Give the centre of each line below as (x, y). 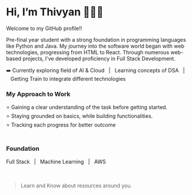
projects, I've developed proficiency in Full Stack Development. (99, 58)
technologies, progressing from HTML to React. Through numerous (88, 52)
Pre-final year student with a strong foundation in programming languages (96, 39)
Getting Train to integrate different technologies (68, 78)
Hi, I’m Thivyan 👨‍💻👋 (55, 12)
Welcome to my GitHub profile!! (44, 28)
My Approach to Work (38, 94)
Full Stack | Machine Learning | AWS (56, 161)
